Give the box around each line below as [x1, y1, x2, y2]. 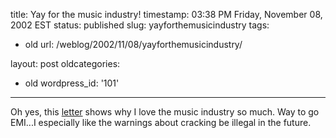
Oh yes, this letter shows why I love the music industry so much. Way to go [10, 106, 320, 118]
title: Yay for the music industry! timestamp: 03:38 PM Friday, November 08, [10, 9, 323, 20]
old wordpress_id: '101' [24, 77, 120, 89]
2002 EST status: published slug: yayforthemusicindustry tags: [10, 19, 270, 31]
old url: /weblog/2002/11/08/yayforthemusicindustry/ [24, 39, 243, 50]
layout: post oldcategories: [10, 58, 121, 69]
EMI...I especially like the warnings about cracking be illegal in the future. [10, 117, 312, 128]
